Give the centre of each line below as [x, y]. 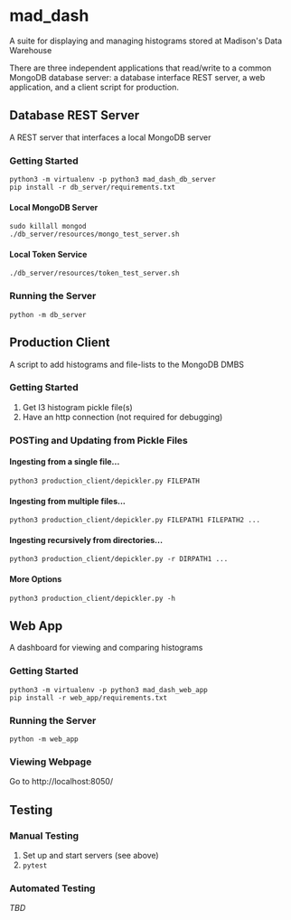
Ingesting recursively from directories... [86, 540]
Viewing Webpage [51, 762]
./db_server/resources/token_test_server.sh [94, 273]
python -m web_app [44, 739]
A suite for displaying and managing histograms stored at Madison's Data [146, 41]
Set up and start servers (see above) [91, 855]
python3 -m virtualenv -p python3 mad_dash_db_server [113, 180]
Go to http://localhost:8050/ [61, 782]
